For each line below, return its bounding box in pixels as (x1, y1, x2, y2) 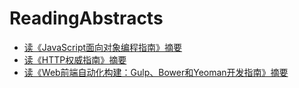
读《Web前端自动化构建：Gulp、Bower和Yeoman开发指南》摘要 (23, 66, 289, 78)
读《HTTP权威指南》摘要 (23, 53, 127, 66)
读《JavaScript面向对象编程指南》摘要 (23, 41, 183, 53)
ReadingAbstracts (9, 7, 164, 30)
